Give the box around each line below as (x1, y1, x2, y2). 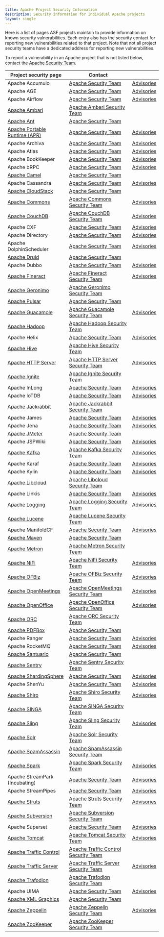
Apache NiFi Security (69, 557, 118, 564)
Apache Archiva (7, 140, 44, 147)
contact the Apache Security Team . (5, 60, 77, 66)
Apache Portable (7, 126, 46, 133)
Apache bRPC (7, 164, 40, 171)
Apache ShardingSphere (7, 673, 64, 680)
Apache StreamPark (7, 773, 54, 780)
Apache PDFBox (7, 627, 45, 634)
